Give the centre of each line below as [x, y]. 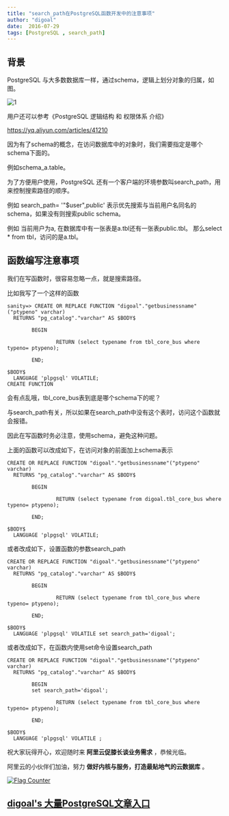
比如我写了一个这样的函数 [43, 293]
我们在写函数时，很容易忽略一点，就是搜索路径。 [76, 278]
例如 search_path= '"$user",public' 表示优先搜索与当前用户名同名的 [102, 205]
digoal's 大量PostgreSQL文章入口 [79, 804]
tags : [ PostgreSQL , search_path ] [56, 33]
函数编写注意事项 [43, 260]
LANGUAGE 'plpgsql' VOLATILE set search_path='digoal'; [94, 633]
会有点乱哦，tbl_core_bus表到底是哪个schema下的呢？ [84, 397]
